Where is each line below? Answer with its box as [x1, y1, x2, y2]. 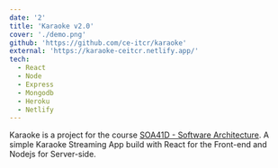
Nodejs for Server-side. [9, 149, 96, 160]
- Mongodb [17, 88, 54, 97]
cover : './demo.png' [9, 30, 87, 39]
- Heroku [17, 96, 50, 106]
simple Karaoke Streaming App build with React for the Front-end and [9, 139, 267, 150]
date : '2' [9, 13, 47, 22]
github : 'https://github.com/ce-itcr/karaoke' [9, 38, 187, 48]
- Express [17, 80, 54, 89]
